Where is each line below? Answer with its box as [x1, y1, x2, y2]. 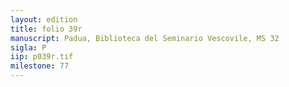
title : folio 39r [10, 24, 83, 34]
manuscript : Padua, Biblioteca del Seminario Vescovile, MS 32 [10, 33, 280, 43]
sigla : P [10, 42, 47, 53]
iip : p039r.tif [10, 52, 74, 62]
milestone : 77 [10, 61, 70, 71]
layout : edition [10, 14, 78, 25]
